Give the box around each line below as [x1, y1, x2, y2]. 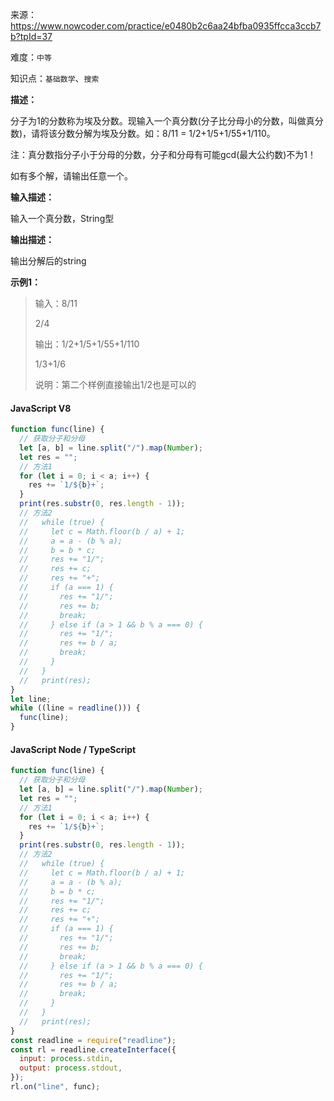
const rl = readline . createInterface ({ [10, 1044, 177, 1055]
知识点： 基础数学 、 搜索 [10, 73, 100, 84]
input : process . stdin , [19, 1054, 114, 1064]
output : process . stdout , [19, 1063, 123, 1073]
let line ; [10, 694, 52, 704]
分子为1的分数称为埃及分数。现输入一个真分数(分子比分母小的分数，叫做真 [10, 115, 315, 127]
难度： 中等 [10, 51, 52, 63]
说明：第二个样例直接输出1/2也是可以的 [34, 379, 197, 390]
